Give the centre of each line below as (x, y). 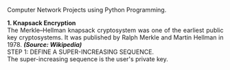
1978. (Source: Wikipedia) (45, 45)
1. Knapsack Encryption (42, 23)
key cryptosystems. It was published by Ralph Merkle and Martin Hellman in (115, 37)
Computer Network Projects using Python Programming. (87, 10)
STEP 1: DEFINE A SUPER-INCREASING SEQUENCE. (81, 52)
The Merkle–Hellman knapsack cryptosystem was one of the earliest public (115, 30)
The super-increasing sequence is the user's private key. (88, 59)
